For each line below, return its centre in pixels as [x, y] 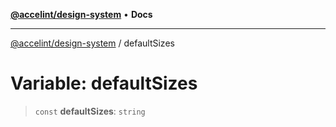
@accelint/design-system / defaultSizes [92, 43]
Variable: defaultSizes [104, 83]
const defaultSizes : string [90, 111]
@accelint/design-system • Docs [81, 14]
